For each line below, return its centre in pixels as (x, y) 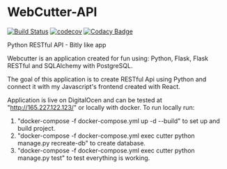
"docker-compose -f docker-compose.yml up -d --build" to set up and (119, 121)
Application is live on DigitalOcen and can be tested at (85, 100)
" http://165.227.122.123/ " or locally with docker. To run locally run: (101, 107)
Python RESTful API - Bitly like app (57, 45)
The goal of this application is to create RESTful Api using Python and (107, 79)
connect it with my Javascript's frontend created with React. (94, 86)
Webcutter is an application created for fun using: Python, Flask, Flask (108, 58)
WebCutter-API (52, 12)
